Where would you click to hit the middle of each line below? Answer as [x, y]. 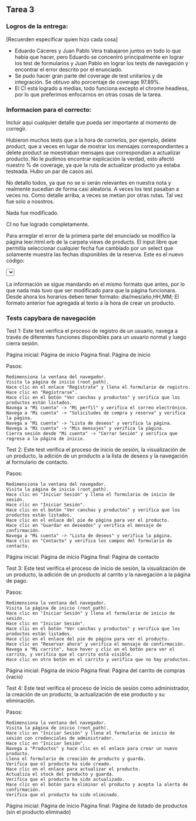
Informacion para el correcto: [49, 109]
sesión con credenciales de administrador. [60, 738]
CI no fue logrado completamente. [48, 224]
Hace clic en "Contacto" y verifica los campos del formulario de [89, 541]
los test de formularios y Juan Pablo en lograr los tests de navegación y [101, 63]
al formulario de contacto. [37, 462]
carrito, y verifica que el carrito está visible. [69, 655]
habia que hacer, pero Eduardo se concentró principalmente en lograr [99, 57]
